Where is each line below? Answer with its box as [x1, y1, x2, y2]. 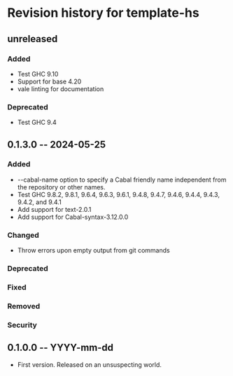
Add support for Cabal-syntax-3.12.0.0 [17, 213, 129, 221]
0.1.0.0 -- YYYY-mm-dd [7, 342, 114, 354]
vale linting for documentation [17, 84, 104, 93]
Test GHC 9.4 [17, 118, 57, 127]
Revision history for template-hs [7, 5, 199, 21]
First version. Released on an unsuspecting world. [17, 360, 162, 369]
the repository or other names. [17, 182, 106, 191]
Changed [7, 230, 40, 240]
